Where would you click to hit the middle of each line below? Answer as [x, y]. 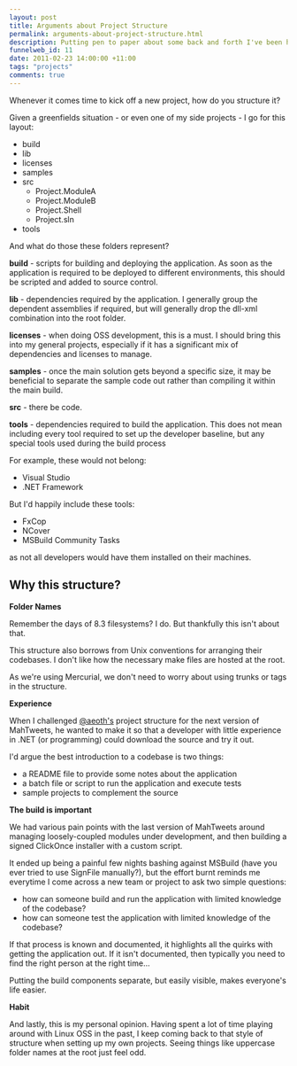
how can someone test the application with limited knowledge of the [146, 917]
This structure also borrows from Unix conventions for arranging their [136, 650]
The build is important [51, 809]
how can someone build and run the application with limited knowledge [152, 899]
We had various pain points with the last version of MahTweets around [137, 827]
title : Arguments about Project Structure [88, 26]
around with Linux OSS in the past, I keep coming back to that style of [136, 1033]
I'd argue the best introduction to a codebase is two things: [117, 756]
